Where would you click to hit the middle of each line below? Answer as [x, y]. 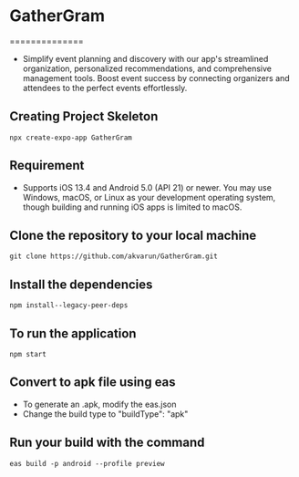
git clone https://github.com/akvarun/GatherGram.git [114, 256]
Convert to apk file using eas [93, 383]
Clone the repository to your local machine [133, 235]
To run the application [73, 333]
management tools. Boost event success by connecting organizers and [156, 78]
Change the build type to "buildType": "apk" [105, 414]
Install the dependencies [81, 284]
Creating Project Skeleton [84, 116]
